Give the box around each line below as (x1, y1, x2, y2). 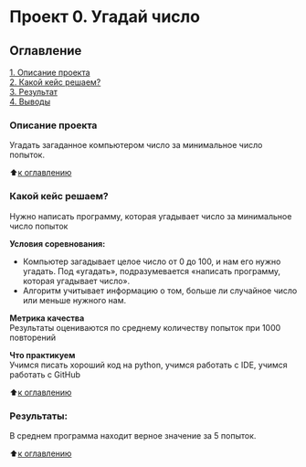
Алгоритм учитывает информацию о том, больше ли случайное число (22, 285, 298, 296)
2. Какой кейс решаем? (9, 77, 101, 88)
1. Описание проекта (9, 67, 90, 78)
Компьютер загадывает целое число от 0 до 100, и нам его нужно (22, 256, 281, 267)
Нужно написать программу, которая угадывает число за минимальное (9, 210, 292, 221)
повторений (9, 332, 57, 343)
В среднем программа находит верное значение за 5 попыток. (9, 430, 257, 440)
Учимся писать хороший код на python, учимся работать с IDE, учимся (9, 359, 288, 370)
